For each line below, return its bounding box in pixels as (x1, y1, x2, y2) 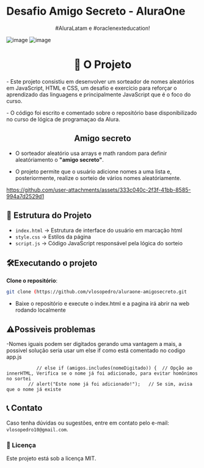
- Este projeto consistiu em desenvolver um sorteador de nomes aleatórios (6, 77, 194, 85)
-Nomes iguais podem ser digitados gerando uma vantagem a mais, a (6, 340, 182, 347)
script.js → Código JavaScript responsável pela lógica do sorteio (15, 239, 183, 247)
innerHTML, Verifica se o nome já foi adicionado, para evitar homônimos (6, 370, 199, 376)
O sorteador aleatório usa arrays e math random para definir (15, 149, 167, 157)
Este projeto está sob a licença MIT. (6, 455, 97, 462)
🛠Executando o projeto (6, 257, 98, 268)
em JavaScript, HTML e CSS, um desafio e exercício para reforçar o (6, 84, 177, 92)
